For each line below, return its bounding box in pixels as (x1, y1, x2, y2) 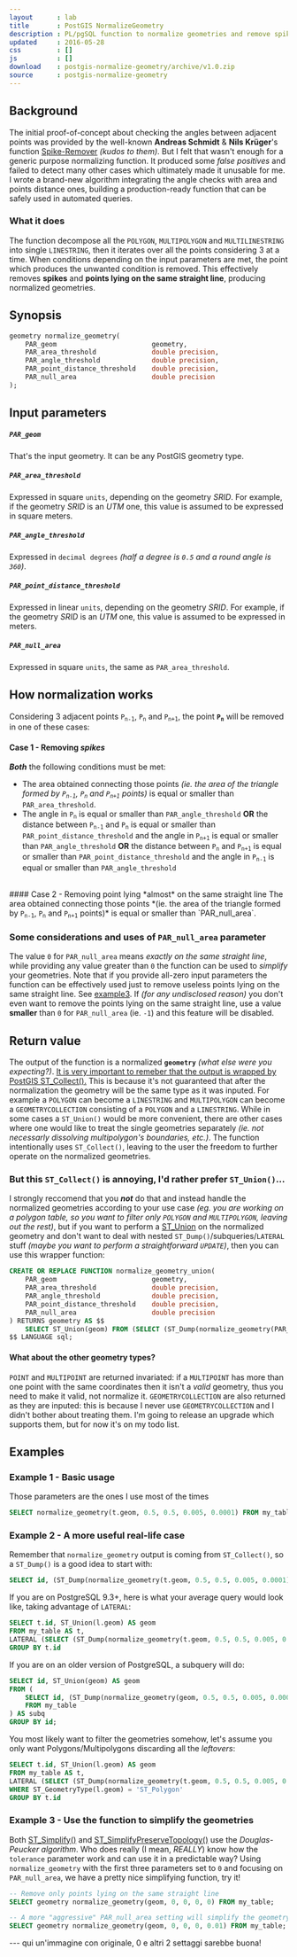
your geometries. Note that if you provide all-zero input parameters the (9, 970, 268, 980)
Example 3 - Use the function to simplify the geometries (9, 1814, 255, 1827)
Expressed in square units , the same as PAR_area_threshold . (9, 662, 230, 673)
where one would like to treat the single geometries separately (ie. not (9, 1123, 264, 1134)
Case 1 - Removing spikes (9, 742, 106, 752)
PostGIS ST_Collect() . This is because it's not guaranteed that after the (9, 1076, 266, 1087)
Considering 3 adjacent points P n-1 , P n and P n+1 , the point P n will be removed (9, 711, 285, 723)
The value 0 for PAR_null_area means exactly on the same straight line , (9, 951, 268, 962)
